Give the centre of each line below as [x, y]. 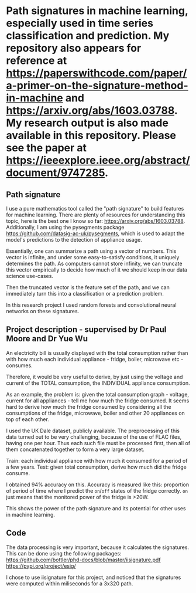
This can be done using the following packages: [64, 553]
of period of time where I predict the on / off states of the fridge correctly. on [97, 490]
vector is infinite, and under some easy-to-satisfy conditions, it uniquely [93, 257]
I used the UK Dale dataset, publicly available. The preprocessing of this [93, 431]
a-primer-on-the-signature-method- [97, 86]
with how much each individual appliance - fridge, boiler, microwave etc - [95, 359]
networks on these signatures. [43, 311]
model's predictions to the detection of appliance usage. [74, 240]
